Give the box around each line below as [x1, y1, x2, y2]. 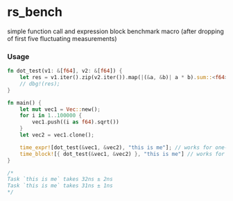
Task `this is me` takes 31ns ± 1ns [7, 182, 113, 189]
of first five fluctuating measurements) [7, 34, 117, 42]
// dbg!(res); [19, 80, 60, 87]
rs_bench [7, 4, 63, 20]
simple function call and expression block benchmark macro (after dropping [7, 27, 224, 35]
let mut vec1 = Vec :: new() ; [19, 105, 101, 113]
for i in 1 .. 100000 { [19, 112, 82, 119]
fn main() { [7, 99, 42, 106]
